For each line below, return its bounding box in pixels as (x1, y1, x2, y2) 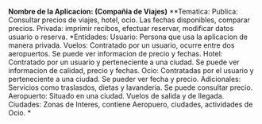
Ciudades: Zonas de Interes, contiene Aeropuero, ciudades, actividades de (8, 99, 253, 109)
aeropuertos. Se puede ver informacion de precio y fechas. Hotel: (8, 49, 223, 58)
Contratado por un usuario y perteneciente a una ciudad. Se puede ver (8, 57, 240, 67)
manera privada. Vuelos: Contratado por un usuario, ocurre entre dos (8, 41, 235, 50)
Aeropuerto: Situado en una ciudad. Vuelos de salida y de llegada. (8, 91, 225, 100)
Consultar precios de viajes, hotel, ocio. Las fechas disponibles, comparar (8, 15, 250, 25)
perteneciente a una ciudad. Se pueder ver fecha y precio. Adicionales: (8, 75, 241, 83)
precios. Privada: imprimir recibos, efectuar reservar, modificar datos (8, 24, 234, 33)
